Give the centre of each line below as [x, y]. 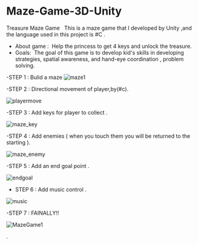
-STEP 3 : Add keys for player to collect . [57, 112]
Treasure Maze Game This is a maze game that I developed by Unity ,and [99, 28]
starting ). [18, 142]
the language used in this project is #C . [56, 34]
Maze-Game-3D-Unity [64, 11]
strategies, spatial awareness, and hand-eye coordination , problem [99, 59]
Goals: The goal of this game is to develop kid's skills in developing [100, 52]
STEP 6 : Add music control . [51, 189]
